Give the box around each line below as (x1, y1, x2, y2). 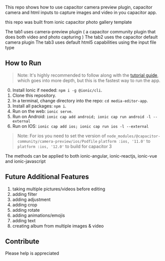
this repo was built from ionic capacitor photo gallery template (5, 19, 132, 25)
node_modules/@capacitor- (107, 134, 161, 139)
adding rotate (12, 207, 40, 213)
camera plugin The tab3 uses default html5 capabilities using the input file (5, 39, 157, 45)
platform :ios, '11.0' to (98, 138, 151, 144)
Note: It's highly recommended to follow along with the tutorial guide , (17, 72, 159, 78)
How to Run (5, 59, 42, 68)
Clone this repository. (12, 92, 56, 98)
